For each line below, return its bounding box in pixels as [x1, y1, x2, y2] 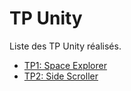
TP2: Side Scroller [23, 70, 99, 82]
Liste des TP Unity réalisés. [9, 40, 122, 52]
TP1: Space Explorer [23, 59, 107, 71]
